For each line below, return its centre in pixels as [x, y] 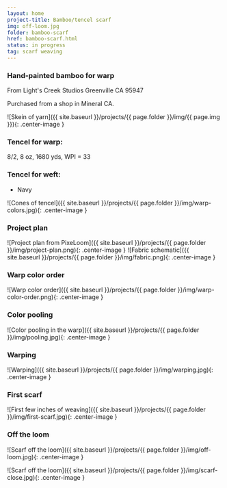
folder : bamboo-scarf [38, 33]
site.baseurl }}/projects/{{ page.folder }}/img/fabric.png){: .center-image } [111, 257]
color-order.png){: [32, 297]
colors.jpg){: [25, 210]
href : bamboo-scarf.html [42, 39]
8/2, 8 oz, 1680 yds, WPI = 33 [49, 157]
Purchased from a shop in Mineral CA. [61, 104]
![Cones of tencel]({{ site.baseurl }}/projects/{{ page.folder [90, 203]
